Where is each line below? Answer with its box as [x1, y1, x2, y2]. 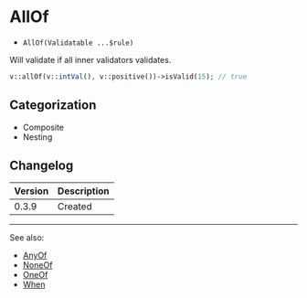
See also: [9, 232, 45, 243]
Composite [22, 122, 65, 133]
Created [58, 200, 93, 213]
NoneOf [22, 260, 53, 271]
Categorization [9, 98, 97, 113]
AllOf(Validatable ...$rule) [22, 38, 134, 48]
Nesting [22, 131, 53, 143]
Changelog [9, 158, 74, 174]
